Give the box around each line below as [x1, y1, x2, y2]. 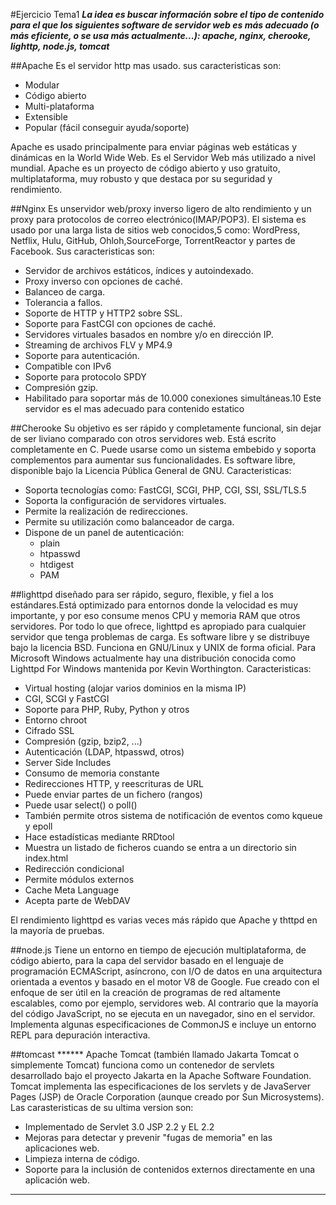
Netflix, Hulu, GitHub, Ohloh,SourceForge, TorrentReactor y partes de [10, 235, 296, 246]
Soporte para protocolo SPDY [24, 371, 147, 383]
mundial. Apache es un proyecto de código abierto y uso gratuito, [10, 162, 281, 174]
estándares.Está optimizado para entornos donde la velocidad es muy [10, 599, 298, 611]
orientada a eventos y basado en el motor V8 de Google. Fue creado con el [10, 976, 320, 988]
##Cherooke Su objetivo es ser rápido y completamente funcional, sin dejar [10, 422, 322, 434]
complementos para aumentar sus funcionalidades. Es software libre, [10, 454, 296, 466]
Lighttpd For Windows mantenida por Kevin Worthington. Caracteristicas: [10, 663, 312, 674]
